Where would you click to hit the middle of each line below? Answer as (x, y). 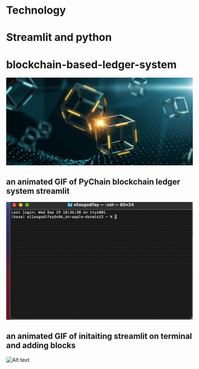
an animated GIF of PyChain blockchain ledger (93, 182)
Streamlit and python (59, 38)
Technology (36, 10)
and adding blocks (41, 346)
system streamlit (38, 191)
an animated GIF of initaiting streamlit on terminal (99, 336)
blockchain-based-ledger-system (92, 64)
